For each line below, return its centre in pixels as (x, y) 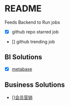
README (23, 9)
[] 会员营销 (22, 97)
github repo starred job (35, 32)
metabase (22, 69)
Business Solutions (35, 85)
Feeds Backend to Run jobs (32, 22)
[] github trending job (33, 42)
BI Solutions (23, 57)
